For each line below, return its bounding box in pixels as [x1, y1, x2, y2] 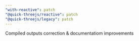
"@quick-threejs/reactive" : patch [5, 12, 78, 17]
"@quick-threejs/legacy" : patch [5, 16, 73, 21]
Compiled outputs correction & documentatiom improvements [5, 30, 134, 36]
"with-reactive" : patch [5, 7, 56, 12]
